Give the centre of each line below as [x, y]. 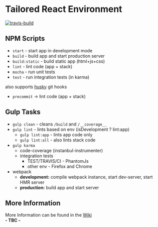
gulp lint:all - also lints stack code [58, 140]
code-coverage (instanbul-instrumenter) [61, 150]
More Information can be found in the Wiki [49, 215]
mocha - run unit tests [34, 72]
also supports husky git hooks [36, 87]
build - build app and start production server [59, 56]
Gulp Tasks [23, 112]
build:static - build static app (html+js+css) [59, 61]
